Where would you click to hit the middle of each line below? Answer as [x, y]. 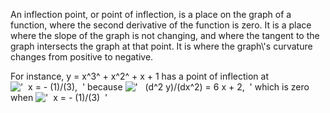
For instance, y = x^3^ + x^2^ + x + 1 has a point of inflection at [139, 76]
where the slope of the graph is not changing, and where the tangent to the [165, 35]
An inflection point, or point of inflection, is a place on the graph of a [151, 14]
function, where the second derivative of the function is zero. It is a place [161, 25]
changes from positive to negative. [82, 57]
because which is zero [198, 87]
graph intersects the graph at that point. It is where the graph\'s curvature [161, 46]
